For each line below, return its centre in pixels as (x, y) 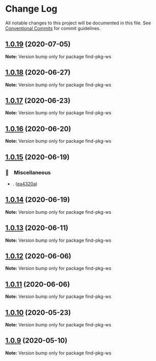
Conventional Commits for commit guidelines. (53, 28)
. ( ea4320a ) (25, 184)
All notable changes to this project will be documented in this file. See (78, 23)
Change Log (31, 9)
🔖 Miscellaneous (28, 172)
